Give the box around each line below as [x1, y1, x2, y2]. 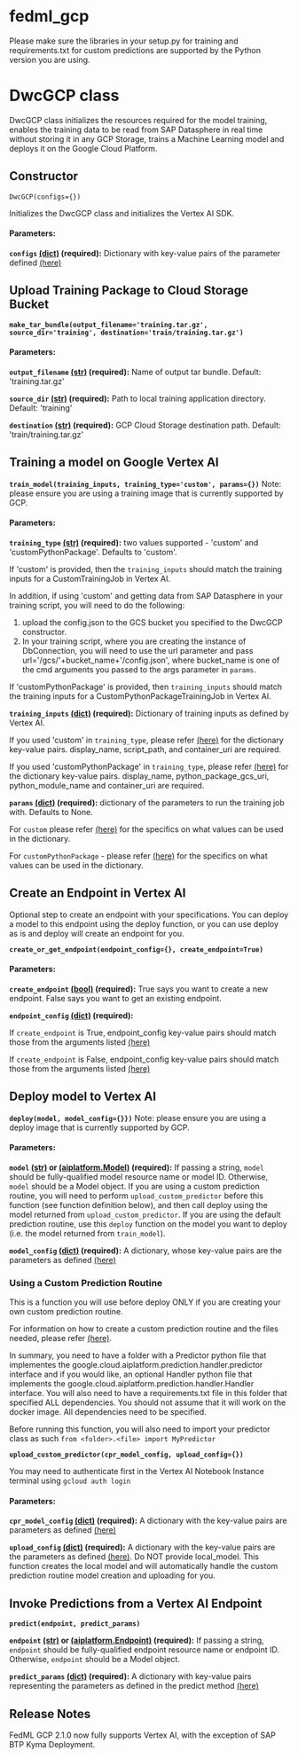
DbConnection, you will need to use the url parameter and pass [21, 645, 254, 655]
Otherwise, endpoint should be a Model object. [9, 1654, 180, 1665]
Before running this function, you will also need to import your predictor [9, 1424, 271, 1434]
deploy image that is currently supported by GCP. [9, 1122, 190, 1133]
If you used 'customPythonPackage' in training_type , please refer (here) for [9, 761, 289, 772]
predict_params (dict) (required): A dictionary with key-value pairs [9, 1671, 252, 1682]
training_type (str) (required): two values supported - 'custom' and [9, 537, 259, 547]
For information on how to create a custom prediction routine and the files [9, 1323, 279, 1334]
